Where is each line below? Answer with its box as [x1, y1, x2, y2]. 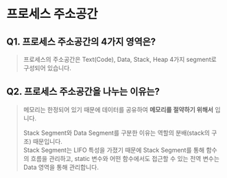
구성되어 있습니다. [23, 64, 71, 72]
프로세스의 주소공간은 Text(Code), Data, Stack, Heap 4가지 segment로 [23, 56, 217, 63]
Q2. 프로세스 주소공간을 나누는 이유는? [6, 86, 160, 98]
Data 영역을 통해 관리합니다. [23, 163, 99, 171]
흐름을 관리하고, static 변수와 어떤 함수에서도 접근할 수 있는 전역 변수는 [30, 154, 220, 162]
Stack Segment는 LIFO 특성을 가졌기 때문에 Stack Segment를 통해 [23, 146, 205, 154]
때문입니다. [32, 137, 63, 145]
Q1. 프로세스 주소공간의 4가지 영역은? [6, 36, 156, 47]
